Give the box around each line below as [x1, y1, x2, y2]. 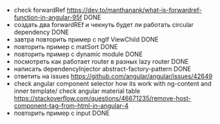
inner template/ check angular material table [13, 87, 141, 95]
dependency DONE [13, 28, 69, 36]
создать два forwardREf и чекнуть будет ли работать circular [13, 21, 194, 28]
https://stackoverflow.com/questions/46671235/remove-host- [13, 94, 192, 103]
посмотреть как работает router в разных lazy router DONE [13, 57, 189, 65]
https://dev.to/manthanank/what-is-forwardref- [67, 6, 203, 14]
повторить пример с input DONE [13, 109, 110, 117]
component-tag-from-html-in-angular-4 [13, 102, 129, 109]
